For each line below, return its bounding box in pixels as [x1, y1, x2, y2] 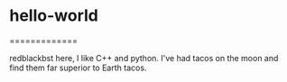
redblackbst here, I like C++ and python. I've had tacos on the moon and [9, 52, 279, 63]
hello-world [9, 5, 99, 26]
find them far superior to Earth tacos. [9, 62, 147, 73]
